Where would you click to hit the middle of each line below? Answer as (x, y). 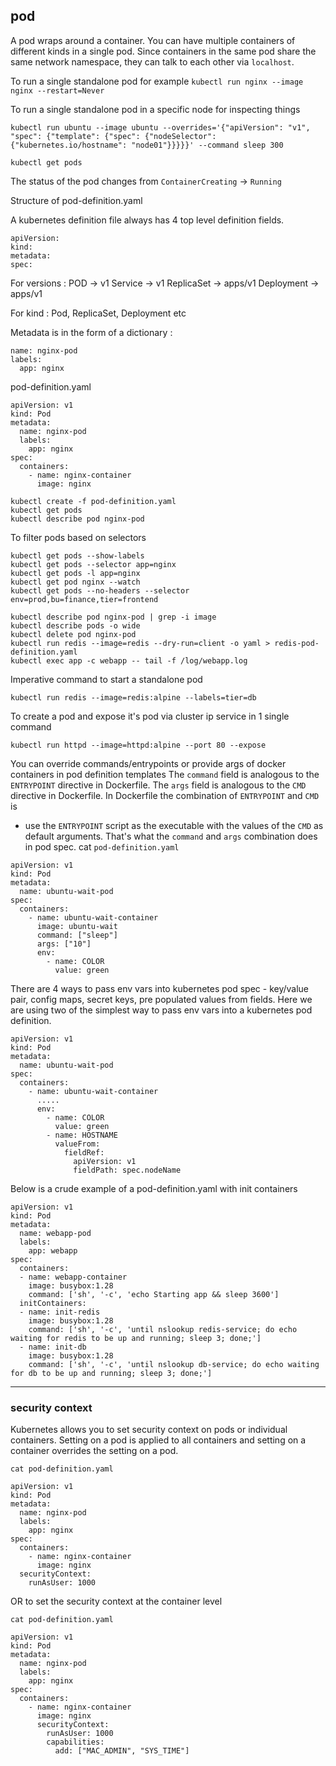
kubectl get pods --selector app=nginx (93, 564)
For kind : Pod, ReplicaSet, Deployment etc (98, 313)
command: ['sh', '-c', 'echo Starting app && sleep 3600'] (154, 1294)
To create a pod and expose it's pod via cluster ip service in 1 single (150, 716)
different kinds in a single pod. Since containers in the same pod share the (163, 51)
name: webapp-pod (55, 1233)
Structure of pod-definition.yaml (76, 200)
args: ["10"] (64, 944)
